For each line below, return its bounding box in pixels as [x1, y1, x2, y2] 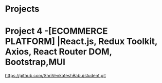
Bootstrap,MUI [5, 57, 66, 67]
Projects [5, 3, 40, 15]
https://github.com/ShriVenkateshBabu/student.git [5, 73, 106, 79]
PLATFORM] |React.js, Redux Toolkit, [5, 36, 158, 47]
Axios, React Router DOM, [5, 46, 112, 57]
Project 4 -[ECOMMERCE [5, 26, 108, 37]
